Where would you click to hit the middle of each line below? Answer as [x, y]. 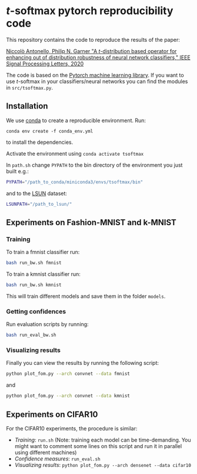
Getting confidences [36, 311]
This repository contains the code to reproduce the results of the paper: [93, 39]
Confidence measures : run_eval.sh [58, 459]
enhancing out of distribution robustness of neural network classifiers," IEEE [98, 57]
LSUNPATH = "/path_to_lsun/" [39, 204]
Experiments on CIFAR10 [52, 414]
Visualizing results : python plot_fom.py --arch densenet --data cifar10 [103, 465]
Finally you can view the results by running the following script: [83, 363]
